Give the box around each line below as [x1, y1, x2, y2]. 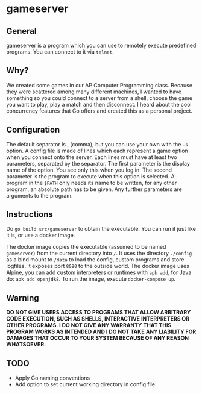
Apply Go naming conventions [14, 374, 90, 381]
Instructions [6, 210, 53, 220]
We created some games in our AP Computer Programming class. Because [6, 81, 193, 89]
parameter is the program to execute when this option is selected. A [6, 172, 175, 180]
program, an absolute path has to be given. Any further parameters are [6, 186, 182, 193]
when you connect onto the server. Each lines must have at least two [6, 153, 177, 161]
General [6, 26, 37, 36]
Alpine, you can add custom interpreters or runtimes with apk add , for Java [6, 269, 192, 276]
